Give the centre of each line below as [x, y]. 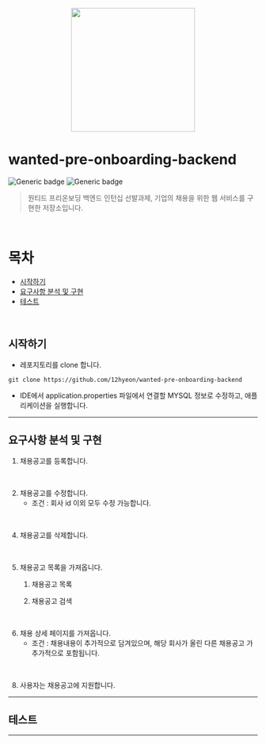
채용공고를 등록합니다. [54, 460]
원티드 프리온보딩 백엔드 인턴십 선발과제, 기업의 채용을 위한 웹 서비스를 [136, 197]
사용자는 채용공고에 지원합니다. [68, 685]
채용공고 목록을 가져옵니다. [61, 567]
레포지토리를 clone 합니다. [60, 364]
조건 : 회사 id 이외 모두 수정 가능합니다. [91, 502]
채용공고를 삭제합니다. [54, 535]
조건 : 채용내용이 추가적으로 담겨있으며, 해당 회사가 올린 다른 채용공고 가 [142, 643]
